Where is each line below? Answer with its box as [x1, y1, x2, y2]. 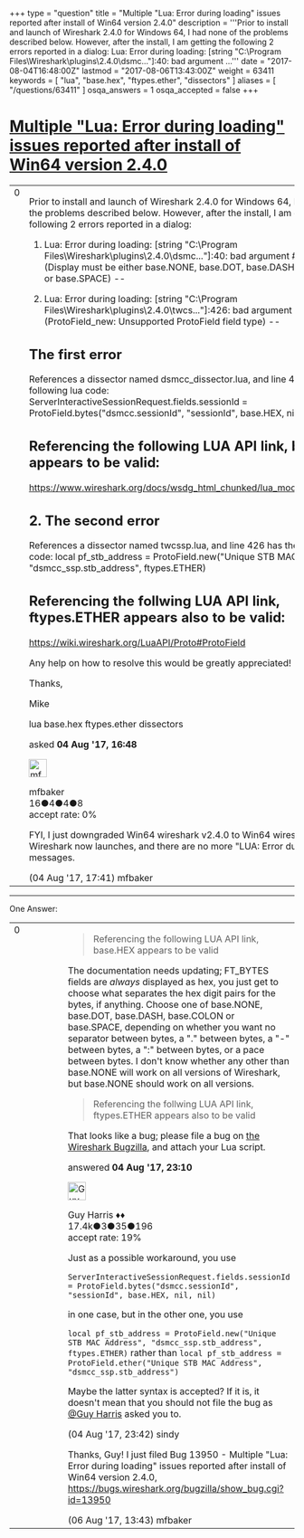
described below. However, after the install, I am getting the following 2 [9, 36, 274, 47]
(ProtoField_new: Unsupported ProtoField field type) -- [43, 315, 280, 328]
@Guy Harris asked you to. [67, 1407, 182, 1419]
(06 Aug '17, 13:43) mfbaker [67, 1514, 193, 1526]
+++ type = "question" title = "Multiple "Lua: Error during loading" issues [9, 8, 281, 18]
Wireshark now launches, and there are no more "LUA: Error [28, 840, 283, 852]
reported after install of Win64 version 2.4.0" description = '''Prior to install [9, 17, 289, 28]
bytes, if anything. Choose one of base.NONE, [67, 998, 263, 1011]
